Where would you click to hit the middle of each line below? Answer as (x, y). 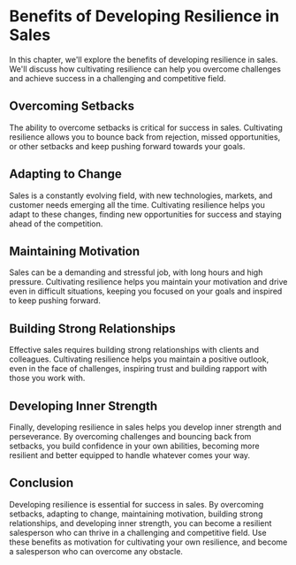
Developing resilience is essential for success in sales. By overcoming (137, 504)
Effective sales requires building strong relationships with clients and (134, 350)
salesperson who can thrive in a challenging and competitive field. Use (138, 532)
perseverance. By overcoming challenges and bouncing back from (130, 436)
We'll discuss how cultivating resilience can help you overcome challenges (145, 69)
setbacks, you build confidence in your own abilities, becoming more (134, 446)
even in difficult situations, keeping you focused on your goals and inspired (146, 291)
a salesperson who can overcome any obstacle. (96, 551)
